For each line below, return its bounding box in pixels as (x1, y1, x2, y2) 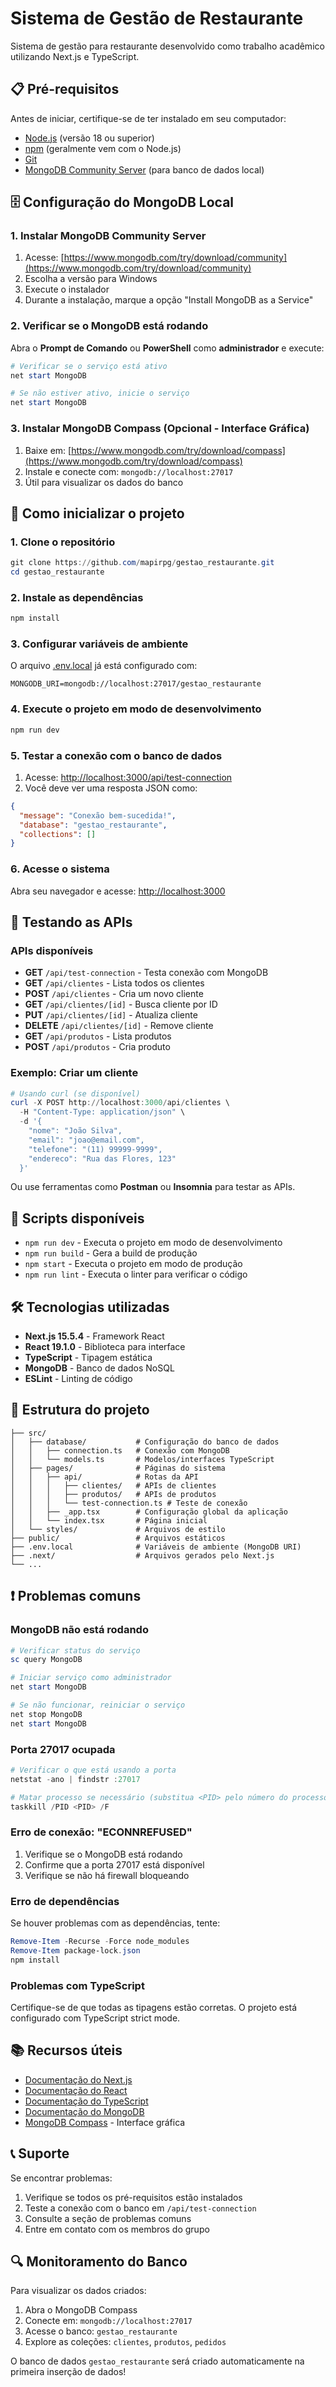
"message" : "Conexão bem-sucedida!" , (19, 810, 177, 821)
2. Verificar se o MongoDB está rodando (10, 319, 209, 333)
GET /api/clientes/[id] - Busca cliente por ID (24, 998, 218, 1011)
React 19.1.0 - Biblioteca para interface (24, 1341, 186, 1353)
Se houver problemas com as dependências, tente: (10, 1917, 221, 1929)
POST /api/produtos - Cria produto (24, 1041, 171, 1053)
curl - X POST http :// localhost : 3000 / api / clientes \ (10, 1098, 230, 1108)
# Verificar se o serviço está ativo (10, 361, 168, 371)
